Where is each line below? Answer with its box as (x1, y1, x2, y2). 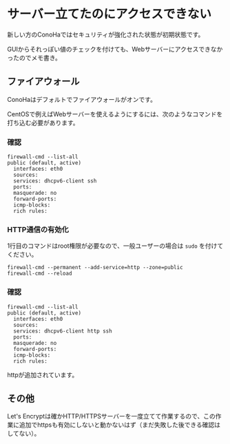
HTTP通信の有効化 (7, 224, 69, 234)
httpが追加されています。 (7, 370, 79, 379)
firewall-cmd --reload (7, 270, 72, 277)
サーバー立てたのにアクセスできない (7, 6, 212, 22)
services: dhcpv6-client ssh (13, 178, 97, 184)
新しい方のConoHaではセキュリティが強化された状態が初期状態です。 (7, 30, 205, 39)
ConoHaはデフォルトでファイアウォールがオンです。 (7, 95, 157, 103)
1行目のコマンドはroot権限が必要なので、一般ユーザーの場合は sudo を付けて (7, 242, 224, 250)
